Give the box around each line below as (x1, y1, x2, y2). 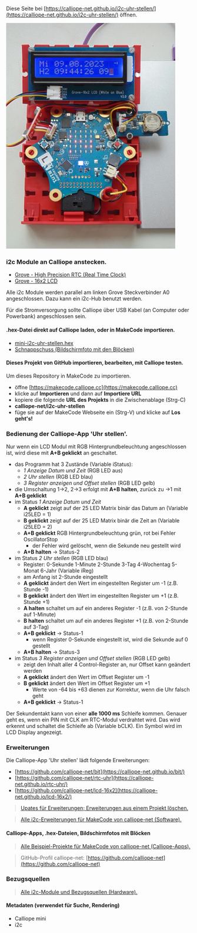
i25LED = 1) (23, 511, 52, 518)
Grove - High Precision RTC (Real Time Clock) (14, 271, 126, 279)
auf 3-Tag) (23, 624, 49, 630)
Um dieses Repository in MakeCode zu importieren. (6, 372, 131, 379)
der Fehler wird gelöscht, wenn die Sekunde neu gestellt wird (32, 542, 181, 549)
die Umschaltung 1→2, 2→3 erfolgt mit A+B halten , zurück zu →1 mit (14, 486, 182, 492)
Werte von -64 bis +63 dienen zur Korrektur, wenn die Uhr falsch (32, 686, 190, 693)
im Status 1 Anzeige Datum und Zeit (14, 498, 101, 505)
